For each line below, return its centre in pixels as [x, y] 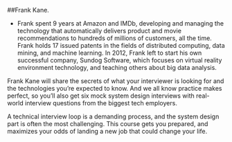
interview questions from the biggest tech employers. [101, 103]
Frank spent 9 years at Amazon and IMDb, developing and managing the [121, 23]
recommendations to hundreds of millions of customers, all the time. [115, 38]
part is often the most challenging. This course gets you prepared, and [108, 124]
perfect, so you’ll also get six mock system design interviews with [101, 96]
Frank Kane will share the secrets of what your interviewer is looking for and [116, 81]
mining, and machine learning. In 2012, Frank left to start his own [109, 53]
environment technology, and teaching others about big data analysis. [117, 68]
